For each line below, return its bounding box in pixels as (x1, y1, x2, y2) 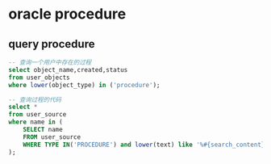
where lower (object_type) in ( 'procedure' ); (8, 81, 161, 89)
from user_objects (8, 74, 70, 82)
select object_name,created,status (8, 65, 128, 74)
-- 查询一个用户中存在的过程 (8, 58, 92, 66)
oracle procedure (8, 5, 127, 23)
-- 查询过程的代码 (8, 95, 62, 103)
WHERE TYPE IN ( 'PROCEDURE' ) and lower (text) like (23, 141, 194, 149)
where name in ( (8, 118, 63, 126)
